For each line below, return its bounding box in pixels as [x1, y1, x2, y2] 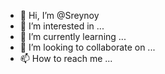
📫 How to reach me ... [19, 53, 113, 64]
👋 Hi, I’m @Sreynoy [19, 10, 100, 21]
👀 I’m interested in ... [19, 20, 105, 32]
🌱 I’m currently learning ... [19, 31, 127, 42]
